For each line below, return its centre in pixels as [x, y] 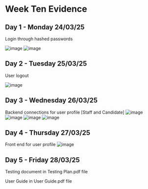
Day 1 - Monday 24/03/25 [45, 27]
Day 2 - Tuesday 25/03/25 [46, 64]
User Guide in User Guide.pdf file [39, 181]
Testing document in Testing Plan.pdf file [47, 172]
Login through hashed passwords [39, 39]
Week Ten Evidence [46, 9]
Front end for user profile [30, 144]
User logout [17, 75]
